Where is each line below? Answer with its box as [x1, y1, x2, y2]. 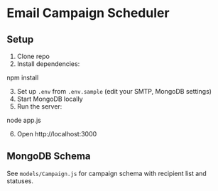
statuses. [6, 176, 33, 185]
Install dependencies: [16, 60, 80, 68]
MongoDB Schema [6, 151, 91, 163]
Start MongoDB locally [16, 94, 83, 103]
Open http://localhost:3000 [16, 130, 97, 138]
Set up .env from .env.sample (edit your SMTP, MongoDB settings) [16, 87, 212, 95]
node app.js [6, 116, 42, 124]
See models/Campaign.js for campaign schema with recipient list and [6, 169, 207, 178]
